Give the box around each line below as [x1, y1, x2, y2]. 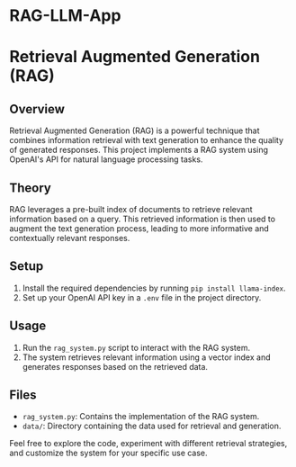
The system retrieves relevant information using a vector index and [22, 352, 271, 363]
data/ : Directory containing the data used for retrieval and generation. [22, 420, 282, 432]
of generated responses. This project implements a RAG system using [9, 145, 268, 156]
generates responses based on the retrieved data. [22, 361, 209, 372]
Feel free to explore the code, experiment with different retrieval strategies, [9, 438, 288, 449]
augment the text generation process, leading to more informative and [9, 223, 270, 234]
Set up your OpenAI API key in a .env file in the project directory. [22, 292, 262, 302]
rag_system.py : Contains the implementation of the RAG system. [22, 411, 260, 422]
